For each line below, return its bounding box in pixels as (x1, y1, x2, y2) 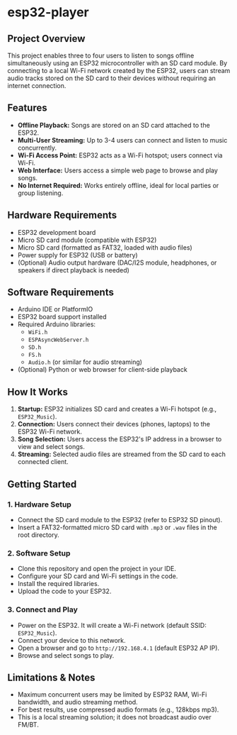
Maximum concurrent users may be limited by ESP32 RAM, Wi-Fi (17, 690, 207, 699)
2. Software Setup (7, 548, 71, 558)
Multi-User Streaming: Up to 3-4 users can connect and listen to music (17, 136, 228, 144)
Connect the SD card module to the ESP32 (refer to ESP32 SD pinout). (17, 515, 223, 524)
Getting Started (7, 478, 77, 490)
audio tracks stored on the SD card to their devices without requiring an (7, 74, 216, 82)
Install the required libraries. (17, 580, 100, 588)
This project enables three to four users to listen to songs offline (7, 51, 195, 60)
